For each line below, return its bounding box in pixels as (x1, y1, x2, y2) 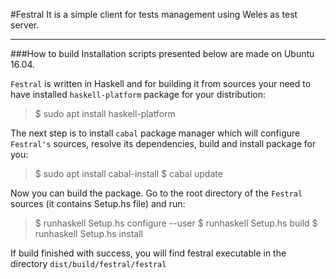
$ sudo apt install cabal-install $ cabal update (34, 168, 223, 179)
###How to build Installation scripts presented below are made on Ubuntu (10, 48, 315, 59)
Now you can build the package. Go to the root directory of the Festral (10, 187, 303, 199)
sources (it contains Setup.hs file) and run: (10, 198, 186, 209)
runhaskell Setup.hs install (34, 228, 143, 239)
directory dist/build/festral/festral (10, 258, 167, 269)
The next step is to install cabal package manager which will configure (10, 127, 301, 139)
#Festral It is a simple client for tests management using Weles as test (10, 9, 298, 20)
